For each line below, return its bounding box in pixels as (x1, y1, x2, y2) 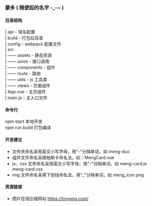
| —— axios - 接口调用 (5, 58, 50, 64)
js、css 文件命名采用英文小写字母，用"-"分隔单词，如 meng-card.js (12, 160, 147, 166)
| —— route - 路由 (5, 70, 41, 76)
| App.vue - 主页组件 (5, 89, 46, 95)
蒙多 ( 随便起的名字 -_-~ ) (5, 4, 64, 11)
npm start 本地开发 (5, 119, 43, 124)
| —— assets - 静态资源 (5, 52, 52, 58)
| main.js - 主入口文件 (5, 95, 48, 101)
